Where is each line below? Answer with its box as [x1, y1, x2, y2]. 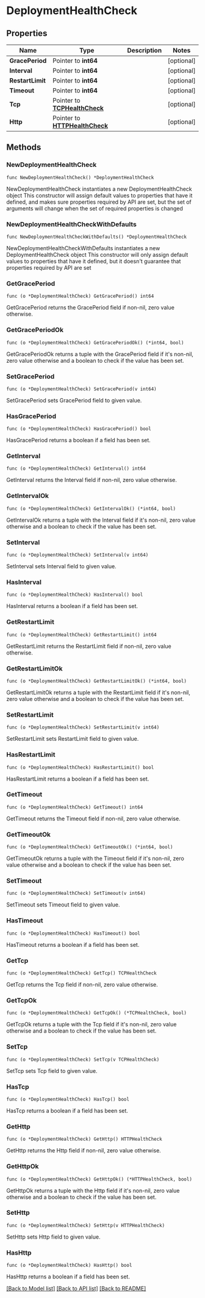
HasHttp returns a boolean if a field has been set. [6, 1273, 130, 1280]
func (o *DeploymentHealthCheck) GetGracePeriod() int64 [6, 293, 154, 300]
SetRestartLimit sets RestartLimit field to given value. [6, 735, 139, 743]
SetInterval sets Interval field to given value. [6, 563, 117, 570]
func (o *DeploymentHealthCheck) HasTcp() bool [6, 1096, 130, 1102]
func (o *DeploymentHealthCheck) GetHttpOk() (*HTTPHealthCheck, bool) [6, 1176, 192, 1182]
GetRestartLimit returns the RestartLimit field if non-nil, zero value [6, 642, 172, 650]
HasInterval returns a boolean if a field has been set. [6, 603, 138, 610]
